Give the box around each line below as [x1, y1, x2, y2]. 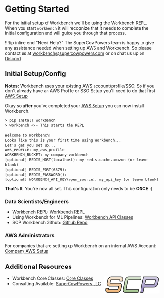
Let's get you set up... [5, 143, 56, 148]
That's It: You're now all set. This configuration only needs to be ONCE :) [5, 185, 153, 191]
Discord [5, 55, 21, 61]
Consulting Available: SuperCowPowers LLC [12, 281, 101, 287]
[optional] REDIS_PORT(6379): [5, 167, 67, 172]
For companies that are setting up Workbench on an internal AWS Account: [5, 243, 157, 249]
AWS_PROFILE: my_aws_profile [5, 148, 65, 152]
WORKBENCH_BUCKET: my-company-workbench [5, 152, 89, 157]
